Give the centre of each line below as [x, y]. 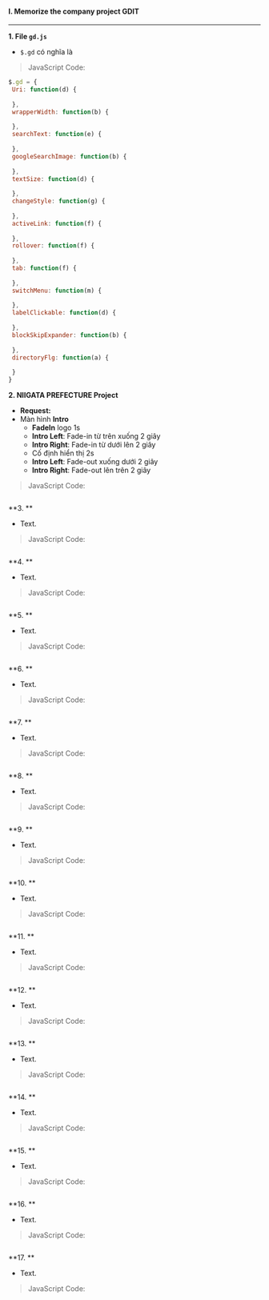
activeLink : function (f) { [57, 223]
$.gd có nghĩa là [46, 52]
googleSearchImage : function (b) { [69, 156]
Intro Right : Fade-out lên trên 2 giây [91, 470]
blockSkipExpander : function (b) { [69, 335]
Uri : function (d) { [44, 90]
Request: [35, 411]
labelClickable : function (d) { [64, 313]
